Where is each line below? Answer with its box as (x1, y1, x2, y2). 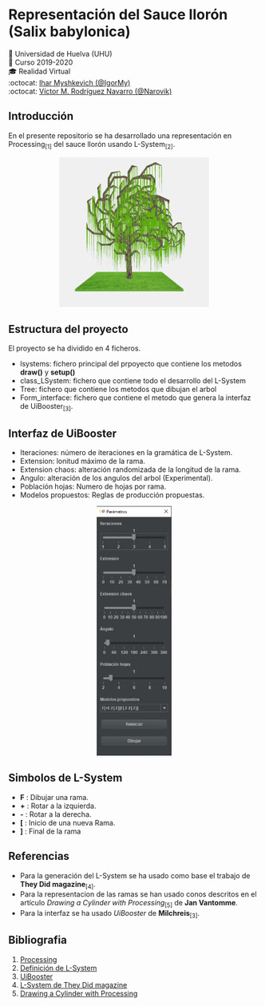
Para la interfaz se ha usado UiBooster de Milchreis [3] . (19, 909, 200, 920)
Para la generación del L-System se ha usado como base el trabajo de (19, 870, 251, 880)
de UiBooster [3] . (19, 402, 73, 413)
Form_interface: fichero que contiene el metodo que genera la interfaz (19, 393, 251, 402)
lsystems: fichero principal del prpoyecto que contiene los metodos (19, 359, 242, 369)
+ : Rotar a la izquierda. (19, 801, 97, 810)
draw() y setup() (19, 367, 76, 377)
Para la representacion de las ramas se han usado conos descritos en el (19, 889, 257, 899)
